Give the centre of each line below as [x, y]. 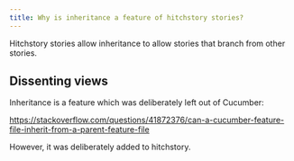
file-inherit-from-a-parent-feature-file [80, 130]
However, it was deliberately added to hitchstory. [100, 147]
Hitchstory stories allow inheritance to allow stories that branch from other [147, 43]
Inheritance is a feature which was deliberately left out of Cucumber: [137, 103]
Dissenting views [59, 81]
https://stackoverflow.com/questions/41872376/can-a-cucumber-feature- [147, 120]
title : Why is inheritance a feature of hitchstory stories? [127, 18]
